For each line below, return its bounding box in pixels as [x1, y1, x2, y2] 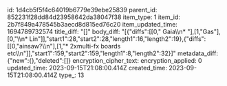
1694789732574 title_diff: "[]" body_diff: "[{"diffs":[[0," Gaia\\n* [7, 27, 186, 35]
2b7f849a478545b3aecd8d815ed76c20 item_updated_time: [7, 20, 177, 28]
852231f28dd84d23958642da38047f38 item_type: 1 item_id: [7, 13, 181, 21]
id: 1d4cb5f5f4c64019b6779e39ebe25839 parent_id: [7, 6, 158, 14]
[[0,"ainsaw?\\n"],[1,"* [7, 42, 69, 50]
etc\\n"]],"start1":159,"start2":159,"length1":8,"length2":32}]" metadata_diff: [7, 49, 219, 57]
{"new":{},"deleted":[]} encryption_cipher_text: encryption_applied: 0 [7, 57, 202, 64]
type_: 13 [58, 71, 85, 79]
